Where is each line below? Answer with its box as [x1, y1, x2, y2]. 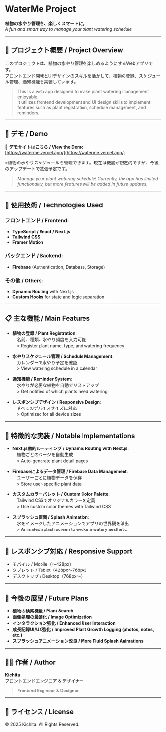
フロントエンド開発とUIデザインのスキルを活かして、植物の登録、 [5, 73, 139, 79]
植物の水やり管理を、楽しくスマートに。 [5, 20, 87, 26]
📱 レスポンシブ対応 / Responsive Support [5, 547, 132, 555]
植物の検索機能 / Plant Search [12, 608, 74, 614]
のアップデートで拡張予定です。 [5, 165, 70, 171]
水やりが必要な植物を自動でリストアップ [16, 382, 99, 388]
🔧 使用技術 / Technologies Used [5, 201, 103, 209]
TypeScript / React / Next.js [12, 229, 71, 235]
